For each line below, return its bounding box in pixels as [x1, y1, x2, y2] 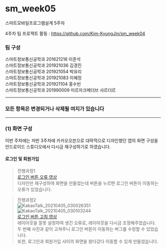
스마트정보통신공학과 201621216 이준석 [5, 56, 81, 62]
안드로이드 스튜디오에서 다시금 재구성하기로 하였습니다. [5, 144, 111, 149]
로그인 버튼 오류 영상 [17, 174, 57, 180]
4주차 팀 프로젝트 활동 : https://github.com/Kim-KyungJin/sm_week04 [5, 30, 146, 36]
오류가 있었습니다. [17, 187, 52, 193]
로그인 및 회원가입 [5, 156, 40, 162]
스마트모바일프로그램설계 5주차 [5, 20, 65, 26]
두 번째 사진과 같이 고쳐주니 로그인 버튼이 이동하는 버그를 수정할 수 [17, 226, 145, 232]
